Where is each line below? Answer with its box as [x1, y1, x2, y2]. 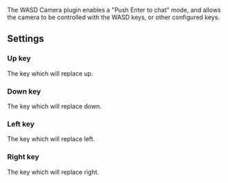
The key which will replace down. [7, 102, 102, 110]
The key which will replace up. [7, 69, 94, 78]
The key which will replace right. [7, 168, 99, 176]
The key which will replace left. [7, 135, 95, 143]
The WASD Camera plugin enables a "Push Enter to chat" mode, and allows [7, 6, 222, 14]
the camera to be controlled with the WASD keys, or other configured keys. [7, 13, 220, 21]
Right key [7, 152, 39, 162]
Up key [7, 54, 31, 63]
